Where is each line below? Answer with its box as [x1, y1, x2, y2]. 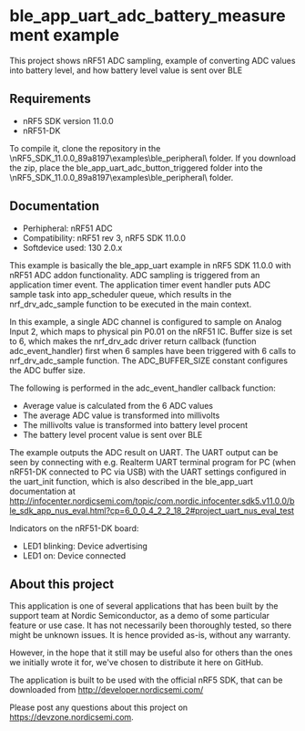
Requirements [9, 91, 91, 107]
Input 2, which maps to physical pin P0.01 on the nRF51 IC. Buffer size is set [9, 326, 293, 337]
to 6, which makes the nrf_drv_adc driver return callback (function [9, 335, 257, 347]
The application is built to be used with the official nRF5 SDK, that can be [9, 674, 283, 685]
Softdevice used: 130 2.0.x [22, 242, 123, 253]
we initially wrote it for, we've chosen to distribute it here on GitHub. [9, 657, 264, 668]
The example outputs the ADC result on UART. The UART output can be [9, 446, 279, 457]
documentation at [9, 486, 76, 496]
